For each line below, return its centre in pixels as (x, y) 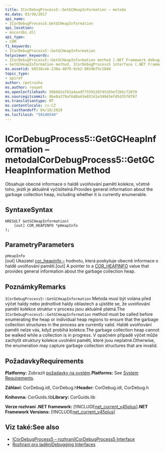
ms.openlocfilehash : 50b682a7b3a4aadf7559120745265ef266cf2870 (71, 92)
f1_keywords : (18, 46)
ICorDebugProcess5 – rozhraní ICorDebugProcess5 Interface (73, 439)
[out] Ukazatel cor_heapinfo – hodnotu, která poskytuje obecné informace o (82, 261)
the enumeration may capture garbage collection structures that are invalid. (82, 346)
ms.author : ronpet (24, 87)
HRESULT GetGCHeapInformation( (37, 221)
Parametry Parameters (40, 244)
